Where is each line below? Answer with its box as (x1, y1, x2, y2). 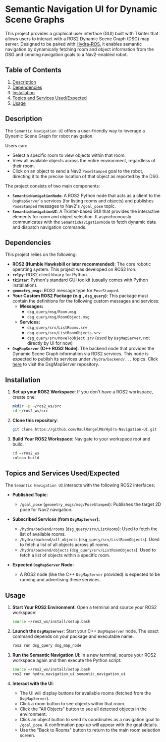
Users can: (5, 142, 27, 148)
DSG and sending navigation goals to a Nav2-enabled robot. (5, 51, 128, 58)
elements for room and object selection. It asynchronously (12, 213, 132, 219)
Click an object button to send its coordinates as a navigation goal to (19, 716, 160, 722)
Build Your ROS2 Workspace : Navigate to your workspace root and (12, 435, 151, 442)
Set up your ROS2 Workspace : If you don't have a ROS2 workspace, (12, 389, 153, 395)
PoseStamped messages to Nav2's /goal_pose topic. (12, 203, 116, 209)
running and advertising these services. (19, 577, 101, 583)
